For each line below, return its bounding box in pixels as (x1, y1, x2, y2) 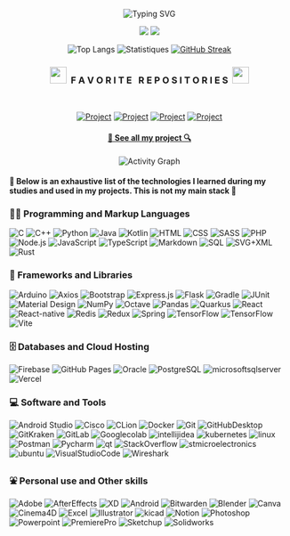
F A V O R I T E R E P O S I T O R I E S (70, 74, 229, 86)
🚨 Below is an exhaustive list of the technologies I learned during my (9, 176, 267, 187)
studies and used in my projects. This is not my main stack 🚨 (9, 185, 238, 196)
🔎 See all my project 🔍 (107, 132, 192, 142)
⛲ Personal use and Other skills (9, 475, 149, 487)
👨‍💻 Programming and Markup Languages (9, 207, 190, 220)
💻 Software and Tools (9, 396, 107, 409)
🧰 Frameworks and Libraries (9, 269, 133, 281)
